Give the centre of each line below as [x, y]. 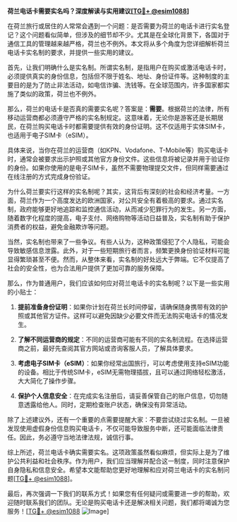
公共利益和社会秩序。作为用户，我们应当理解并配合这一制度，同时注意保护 [121, 461]
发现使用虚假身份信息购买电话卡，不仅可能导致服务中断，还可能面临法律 [112, 428]
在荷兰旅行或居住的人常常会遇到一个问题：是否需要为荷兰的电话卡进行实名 [115, 26]
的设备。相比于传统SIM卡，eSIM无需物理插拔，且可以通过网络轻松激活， [123, 372]
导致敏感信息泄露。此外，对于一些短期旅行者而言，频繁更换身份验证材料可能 [119, 250]
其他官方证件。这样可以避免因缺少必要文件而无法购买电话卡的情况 [126, 316]
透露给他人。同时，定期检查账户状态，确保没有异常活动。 [107, 405]
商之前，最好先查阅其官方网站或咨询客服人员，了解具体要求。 [107, 348]
